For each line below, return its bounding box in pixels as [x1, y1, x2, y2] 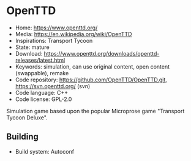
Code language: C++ [15, 89, 69, 96]
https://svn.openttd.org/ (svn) [15, 82, 91, 89]
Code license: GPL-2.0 [15, 95, 72, 103]
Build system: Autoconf [15, 148, 75, 155]
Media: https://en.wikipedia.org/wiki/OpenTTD [15, 30, 132, 37]
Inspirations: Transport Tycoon [15, 37, 93, 44]
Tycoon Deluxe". [6, 114, 48, 121]
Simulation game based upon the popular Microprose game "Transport [6, 107, 185, 114]
